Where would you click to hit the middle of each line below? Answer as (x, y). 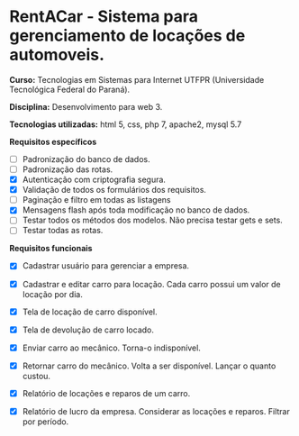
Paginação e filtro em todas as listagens (96, 200)
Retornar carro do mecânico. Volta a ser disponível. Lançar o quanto (149, 366)
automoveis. (57, 55)
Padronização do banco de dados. (86, 159)
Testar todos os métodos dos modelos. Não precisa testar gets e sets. (153, 220)
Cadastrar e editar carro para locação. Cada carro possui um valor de (151, 284)
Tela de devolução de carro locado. (88, 330)
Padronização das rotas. (68, 169)
